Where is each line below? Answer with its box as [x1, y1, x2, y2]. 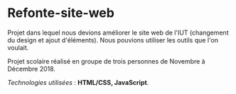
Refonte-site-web [7, 5, 115, 21]
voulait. [7, 43, 29, 52]
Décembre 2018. [7, 64, 55, 73]
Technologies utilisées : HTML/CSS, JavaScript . [7, 78, 149, 86]
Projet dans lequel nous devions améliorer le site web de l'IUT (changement [7, 28, 229, 37]
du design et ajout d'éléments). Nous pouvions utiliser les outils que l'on [7, 35, 219, 44]
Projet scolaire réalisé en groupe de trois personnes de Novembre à [7, 57, 205, 65]
